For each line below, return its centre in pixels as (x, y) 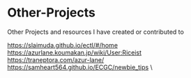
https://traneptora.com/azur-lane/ (56, 59)
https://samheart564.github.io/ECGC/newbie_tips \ (80, 67)
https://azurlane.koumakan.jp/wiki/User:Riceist (74, 52)
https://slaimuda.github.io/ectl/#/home (63, 45)
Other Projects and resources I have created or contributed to (96, 32)
